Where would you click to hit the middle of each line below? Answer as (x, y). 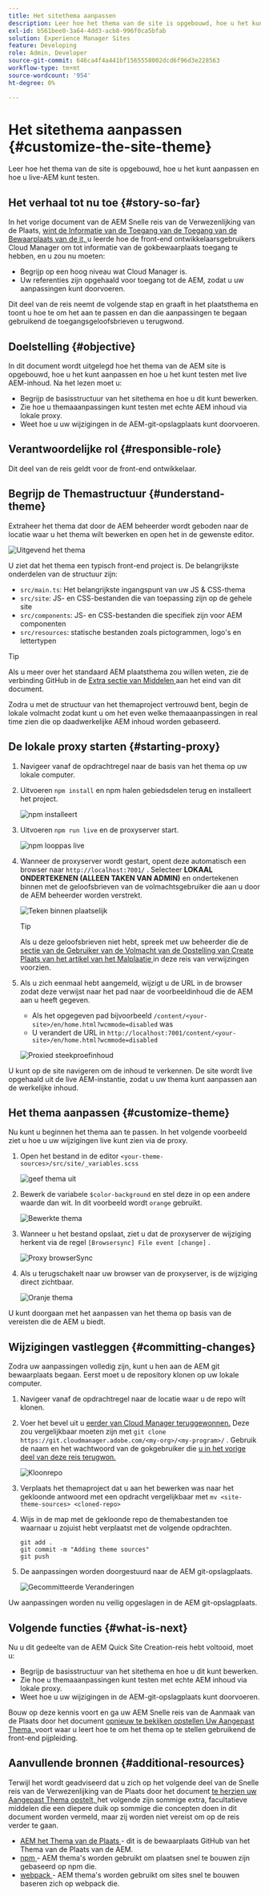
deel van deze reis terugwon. (68, 1457)
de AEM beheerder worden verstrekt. (81, 895)
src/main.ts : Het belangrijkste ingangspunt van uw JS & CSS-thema (132, 589)
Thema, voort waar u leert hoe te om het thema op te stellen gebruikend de (132, 1729)
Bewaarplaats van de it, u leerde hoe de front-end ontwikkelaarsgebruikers (132, 239)
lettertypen (38, 641)
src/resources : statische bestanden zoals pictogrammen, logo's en (130, 632)
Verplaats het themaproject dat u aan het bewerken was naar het (127, 1488)
